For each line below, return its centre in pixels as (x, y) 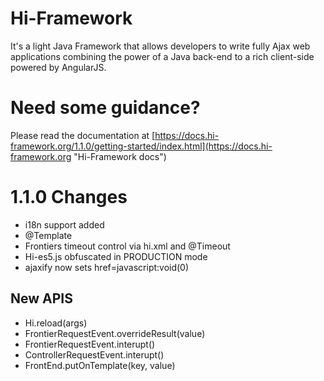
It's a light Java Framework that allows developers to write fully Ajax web (160, 46)
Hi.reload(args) (56, 323)
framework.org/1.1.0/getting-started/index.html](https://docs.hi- (141, 146)
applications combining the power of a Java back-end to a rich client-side (162, 56)
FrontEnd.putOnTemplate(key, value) (100, 365)
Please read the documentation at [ (83, 135)
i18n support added (64, 224)
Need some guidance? (105, 108)
